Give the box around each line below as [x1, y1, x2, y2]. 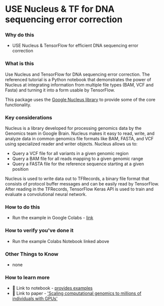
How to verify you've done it [5, 227, 74, 234]
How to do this [5, 204, 40, 210]
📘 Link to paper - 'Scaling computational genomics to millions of [12, 290, 141, 296]
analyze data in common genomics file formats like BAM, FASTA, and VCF [5, 136, 154, 142]
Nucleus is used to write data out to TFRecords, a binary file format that [5, 176, 149, 182]
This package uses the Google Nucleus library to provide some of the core [5, 96, 156, 102]
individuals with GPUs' [12, 296, 58, 302]
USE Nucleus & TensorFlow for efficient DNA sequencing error [12, 43, 139, 49]
